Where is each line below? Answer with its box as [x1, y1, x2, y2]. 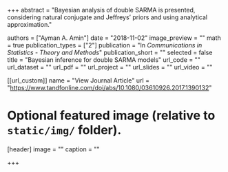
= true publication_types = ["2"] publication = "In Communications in [7, 41, 203, 49]
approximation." [7, 21, 52, 28]
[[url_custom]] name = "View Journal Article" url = [7, 76, 150, 85]
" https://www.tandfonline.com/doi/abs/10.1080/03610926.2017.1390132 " [7, 84, 212, 92]
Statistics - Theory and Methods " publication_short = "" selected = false [7, 48, 213, 56]
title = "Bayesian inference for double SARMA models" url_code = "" [7, 56, 201, 64]
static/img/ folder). [7, 122, 122, 138]
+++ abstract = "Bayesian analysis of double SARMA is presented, [7, 6, 196, 14]
